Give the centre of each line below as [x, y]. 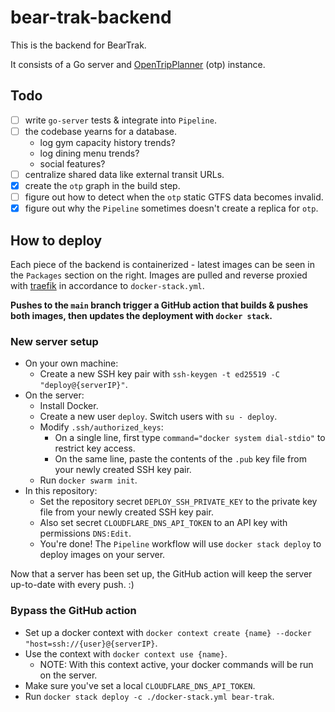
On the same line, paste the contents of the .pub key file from [180, 459]
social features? [72, 163]
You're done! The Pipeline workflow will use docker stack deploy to [180, 544]
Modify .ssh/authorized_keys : [101, 427]
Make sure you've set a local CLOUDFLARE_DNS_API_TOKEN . [140, 685]
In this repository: [61, 491]
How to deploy [56, 240]
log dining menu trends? [89, 153]
